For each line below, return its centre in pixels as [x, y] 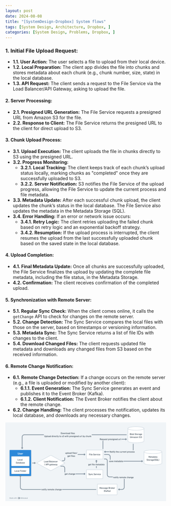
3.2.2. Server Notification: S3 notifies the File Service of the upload [92, 184]
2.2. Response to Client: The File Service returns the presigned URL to [87, 123]
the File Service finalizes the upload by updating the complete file [82, 272]
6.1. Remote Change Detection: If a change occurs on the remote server [89, 377]
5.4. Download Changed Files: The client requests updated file [79, 344]
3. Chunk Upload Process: [34, 140]
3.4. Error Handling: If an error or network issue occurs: [72, 216]
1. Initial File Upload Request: [42, 51]
